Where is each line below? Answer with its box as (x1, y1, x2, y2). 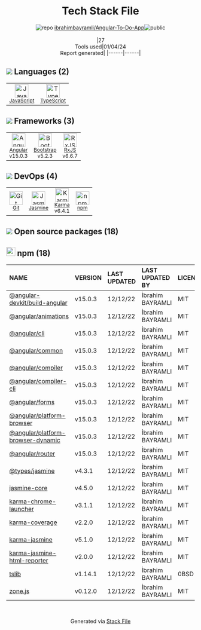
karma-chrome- (9, 497, 57, 506)
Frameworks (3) (14, 116, 75, 126)
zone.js (9, 587, 30, 595)
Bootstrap (33, 146, 57, 153)
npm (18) (17, 248, 51, 258)
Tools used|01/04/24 (74, 43, 127, 50)
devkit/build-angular (9, 298, 68, 307)
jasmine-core (9, 484, 48, 492)
